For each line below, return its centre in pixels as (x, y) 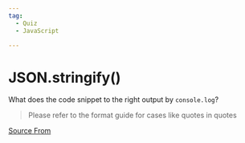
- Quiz (27, 23)
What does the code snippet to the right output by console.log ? (114, 100)
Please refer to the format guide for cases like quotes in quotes (132, 115)
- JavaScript (37, 31)
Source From (30, 131)
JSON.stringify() (65, 78)
